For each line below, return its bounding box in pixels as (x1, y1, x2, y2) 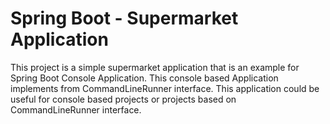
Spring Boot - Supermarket (10, 7, 239, 30)
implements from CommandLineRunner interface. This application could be (10, 82, 320, 94)
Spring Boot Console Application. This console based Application (10, 72, 279, 84)
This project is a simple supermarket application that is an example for (10, 61, 300, 73)
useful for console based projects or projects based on (10, 93, 237, 105)
